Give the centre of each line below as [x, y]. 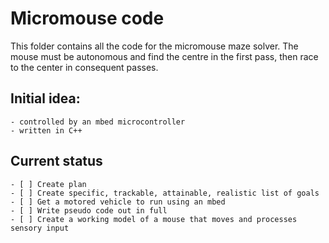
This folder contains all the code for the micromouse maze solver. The [154, 46]
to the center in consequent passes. [84, 67]
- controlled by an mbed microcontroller [98, 122]
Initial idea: [45, 98]
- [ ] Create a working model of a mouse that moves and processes [154, 219]
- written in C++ [46, 130]
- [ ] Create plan [48, 184]
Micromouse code [87, 18]
